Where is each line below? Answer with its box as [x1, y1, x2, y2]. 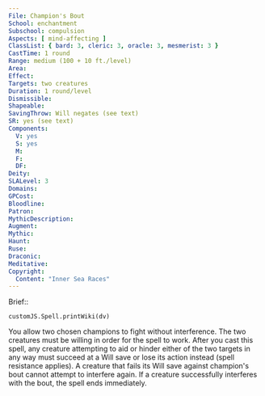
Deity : [8, 170, 31, 178]
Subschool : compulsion [8, 27, 85, 35]
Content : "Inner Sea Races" [15, 275, 111, 283]
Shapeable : [8, 102, 45, 110]
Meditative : [8, 259, 48, 268]
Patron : [8, 207, 35, 215]
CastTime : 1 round [8, 49, 70, 57]
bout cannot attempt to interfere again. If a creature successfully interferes [8, 369, 258, 380]
